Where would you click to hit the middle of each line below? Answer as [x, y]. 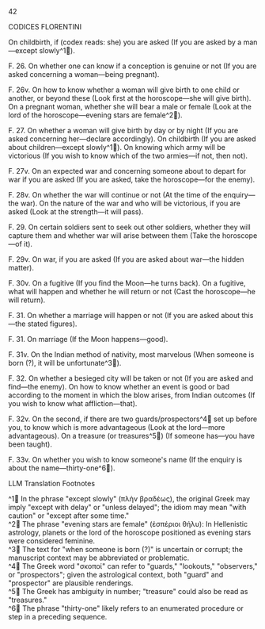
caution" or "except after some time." [69, 516]
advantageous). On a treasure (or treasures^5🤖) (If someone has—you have [132, 436]
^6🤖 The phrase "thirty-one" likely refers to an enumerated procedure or [126, 608]
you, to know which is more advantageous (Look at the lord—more [117, 427]
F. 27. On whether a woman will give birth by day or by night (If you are [123, 130]
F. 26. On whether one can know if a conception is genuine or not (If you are [132, 66]
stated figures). [52, 324]
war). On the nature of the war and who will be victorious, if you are [131, 203]
